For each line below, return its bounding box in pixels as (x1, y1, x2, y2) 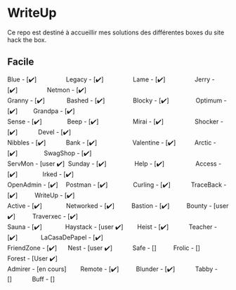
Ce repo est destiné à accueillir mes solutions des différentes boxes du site (7, 28, 225, 37)
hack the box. (7, 35, 47, 44)
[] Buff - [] (7, 275, 55, 283)
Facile (7, 56, 34, 68)
